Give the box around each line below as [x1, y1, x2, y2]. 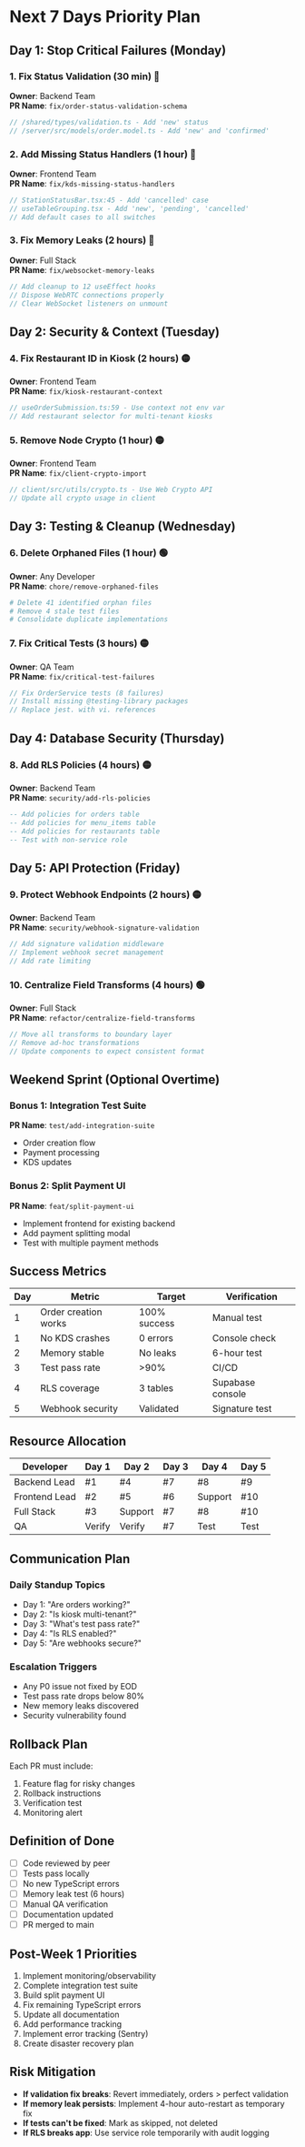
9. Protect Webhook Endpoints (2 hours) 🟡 [9, 888, 202, 901]
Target [156, 1290, 186, 1303]
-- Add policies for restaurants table [9, 826, 161, 836]
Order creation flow [22, 1137, 96, 1148]
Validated [139, 1403, 180, 1416]
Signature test [212, 1403, 272, 1416]
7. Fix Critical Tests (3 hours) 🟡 [9, 637, 150, 650]
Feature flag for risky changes [22, 1779, 136, 1789]
